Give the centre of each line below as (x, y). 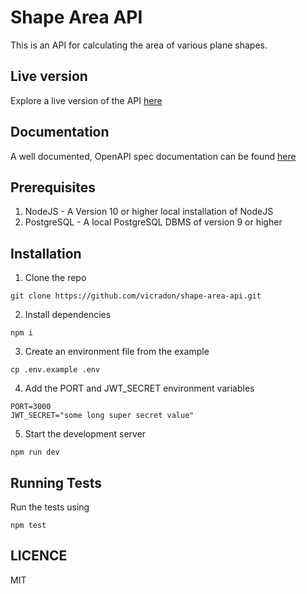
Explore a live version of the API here (86, 100)
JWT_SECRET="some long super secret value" (102, 416)
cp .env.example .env (55, 370)
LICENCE (39, 556)
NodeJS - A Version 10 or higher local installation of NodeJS (149, 212)
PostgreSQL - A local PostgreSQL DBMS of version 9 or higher (153, 222)
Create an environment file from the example (117, 352)
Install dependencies (68, 315)
